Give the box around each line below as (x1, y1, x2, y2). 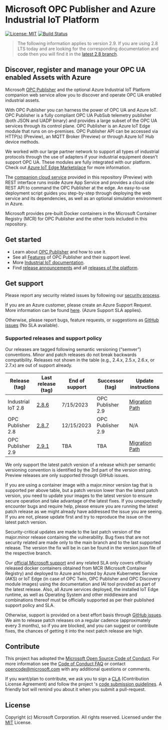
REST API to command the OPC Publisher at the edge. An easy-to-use (5, 184, 150, 190)
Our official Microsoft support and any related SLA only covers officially (5, 559, 152, 565)
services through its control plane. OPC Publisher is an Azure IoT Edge (5, 122, 150, 128)
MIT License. (5, 719, 32, 725)
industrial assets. (5, 97, 40, 103)
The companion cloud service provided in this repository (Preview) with (5, 174, 152, 180)
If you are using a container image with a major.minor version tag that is (5, 481, 152, 488)
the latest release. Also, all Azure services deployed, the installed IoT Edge (5, 586, 158, 592)
